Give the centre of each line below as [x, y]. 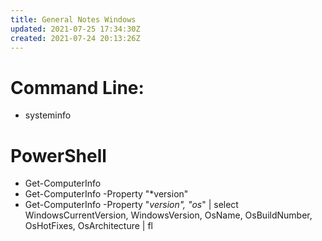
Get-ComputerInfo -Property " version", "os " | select [131, 205]
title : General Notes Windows [73, 19]
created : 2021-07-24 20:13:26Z [75, 38]
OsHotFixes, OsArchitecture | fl [88, 226]
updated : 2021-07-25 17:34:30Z [75, 29]
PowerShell [58, 155]
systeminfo [48, 115]
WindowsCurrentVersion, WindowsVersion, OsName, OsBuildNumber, [168, 215]
